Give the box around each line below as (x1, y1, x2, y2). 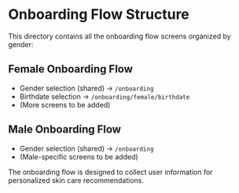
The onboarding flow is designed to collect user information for (8, 167, 213, 177)
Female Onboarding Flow (8, 63, 134, 76)
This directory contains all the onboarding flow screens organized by (8, 31, 231, 41)
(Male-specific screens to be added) (19, 151, 139, 162)
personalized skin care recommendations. (8, 175, 144, 185)
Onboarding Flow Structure (8, 5, 190, 24)
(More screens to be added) (19, 100, 111, 109)
